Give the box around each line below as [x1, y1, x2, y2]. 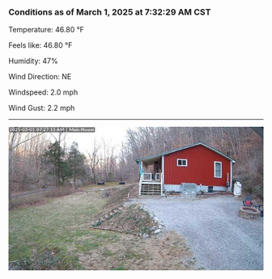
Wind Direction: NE [8, 72, 72, 82]
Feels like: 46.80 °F [8, 40, 73, 50]
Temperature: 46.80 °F [8, 25, 85, 35]
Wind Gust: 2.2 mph [8, 104, 75, 113]
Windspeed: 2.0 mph [8, 87, 79, 97]
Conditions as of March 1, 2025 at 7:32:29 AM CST [8, 6, 211, 18]
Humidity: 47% [8, 56, 58, 66]
